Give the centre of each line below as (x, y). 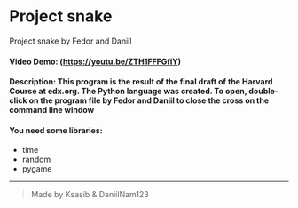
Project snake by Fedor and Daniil (71, 41)
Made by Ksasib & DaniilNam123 (90, 195)
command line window (52, 110)
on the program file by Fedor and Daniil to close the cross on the (149, 100)
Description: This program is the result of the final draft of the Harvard (141, 82)
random (36, 160)
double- (263, 92)
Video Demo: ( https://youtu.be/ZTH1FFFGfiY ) (95, 61)
